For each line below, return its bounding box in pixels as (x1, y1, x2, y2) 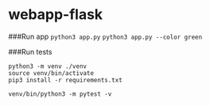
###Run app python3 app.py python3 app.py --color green (8, 32, 203, 41)
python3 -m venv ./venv (8, 62, 87, 70)
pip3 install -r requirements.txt (8, 76, 123, 84)
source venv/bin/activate (8, 69, 94, 77)
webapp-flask (8, 6, 103, 24)
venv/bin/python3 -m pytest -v (8, 89, 112, 98)
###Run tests (8, 47, 52, 56)
